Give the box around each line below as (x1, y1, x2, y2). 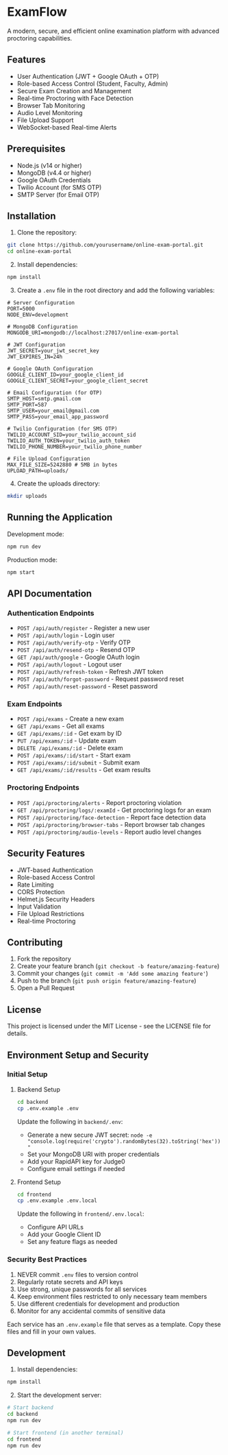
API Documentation (7, 588, 92, 599)
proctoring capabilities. (7, 34, 73, 42)
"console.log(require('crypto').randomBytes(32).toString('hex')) (27, 1138, 221, 1145)
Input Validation (16, 902, 62, 911)
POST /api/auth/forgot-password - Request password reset (16, 675, 184, 683)
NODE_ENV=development (7, 311, 69, 318)
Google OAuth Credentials (16, 176, 91, 184)
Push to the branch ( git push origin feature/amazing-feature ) (16, 976, 197, 985)
